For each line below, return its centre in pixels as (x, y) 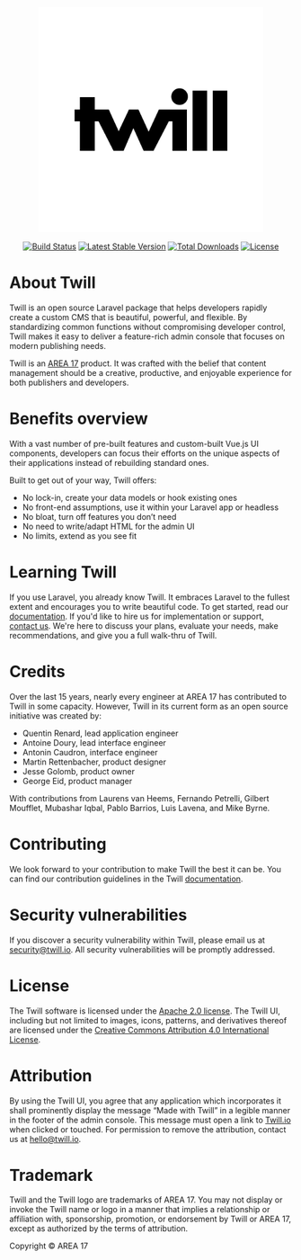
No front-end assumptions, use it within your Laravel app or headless (150, 507)
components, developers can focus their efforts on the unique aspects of (145, 453)
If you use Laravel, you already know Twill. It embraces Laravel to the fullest (150, 597)
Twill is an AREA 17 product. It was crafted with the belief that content (138, 363)
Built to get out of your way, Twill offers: (83, 480)
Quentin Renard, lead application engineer (100, 733)
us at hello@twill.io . (45, 1139)
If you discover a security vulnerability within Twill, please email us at (137, 940)
